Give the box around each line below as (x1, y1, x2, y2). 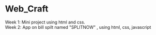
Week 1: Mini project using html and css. (5, 19, 86, 25)
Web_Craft (5, 3, 48, 14)
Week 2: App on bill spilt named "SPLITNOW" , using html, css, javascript (5, 24, 151, 30)
